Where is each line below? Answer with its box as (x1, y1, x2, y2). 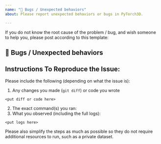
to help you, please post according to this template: (5, 35, 109, 40)
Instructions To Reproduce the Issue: (5, 65, 120, 73)
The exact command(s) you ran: (12, 105, 77, 111)
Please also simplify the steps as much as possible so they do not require (5, 128, 153, 134)
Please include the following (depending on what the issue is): (5, 78, 131, 84)
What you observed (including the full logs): (12, 110, 101, 116)
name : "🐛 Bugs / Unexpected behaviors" (5, 7, 87, 12)
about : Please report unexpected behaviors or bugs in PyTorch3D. (5, 12, 143, 17)
